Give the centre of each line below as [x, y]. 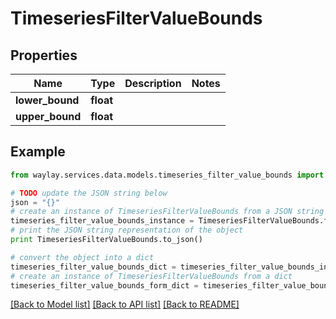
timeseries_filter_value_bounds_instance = [102, 221]
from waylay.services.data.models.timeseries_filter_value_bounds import [167, 175]
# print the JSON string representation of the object [127, 230]
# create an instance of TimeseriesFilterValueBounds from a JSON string [167, 212]
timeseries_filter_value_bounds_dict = [93, 267]
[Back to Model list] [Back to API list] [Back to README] [125, 304]
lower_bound [47, 100]
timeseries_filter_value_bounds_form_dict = [104, 285]
